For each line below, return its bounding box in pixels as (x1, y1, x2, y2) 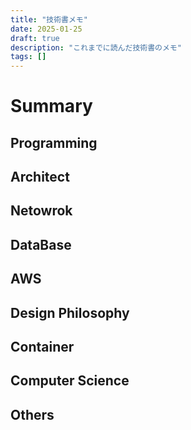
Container (10, 339, 75, 356)
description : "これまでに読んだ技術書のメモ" (10, 42, 182, 53)
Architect (10, 169, 70, 186)
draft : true (10, 33, 60, 43)
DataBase (10, 236, 72, 253)
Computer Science (10, 372, 130, 390)
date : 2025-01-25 (10, 24, 83, 34)
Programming (10, 134, 98, 151)
